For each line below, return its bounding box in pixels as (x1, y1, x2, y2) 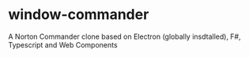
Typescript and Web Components (8, 40, 118, 49)
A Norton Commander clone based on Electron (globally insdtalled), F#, (8, 32, 241, 41)
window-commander (8, 6, 149, 24)
